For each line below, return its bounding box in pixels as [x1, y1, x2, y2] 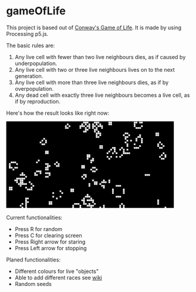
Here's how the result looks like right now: [6, 109, 110, 116]
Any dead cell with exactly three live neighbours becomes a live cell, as [14, 91, 190, 99]
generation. [14, 72, 43, 79]
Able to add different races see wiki [14, 274, 102, 281]
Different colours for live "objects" [14, 268, 99, 275]
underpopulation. [14, 60, 58, 67]
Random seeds [14, 281, 52, 288]
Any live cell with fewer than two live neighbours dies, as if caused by [14, 53, 186, 60]
